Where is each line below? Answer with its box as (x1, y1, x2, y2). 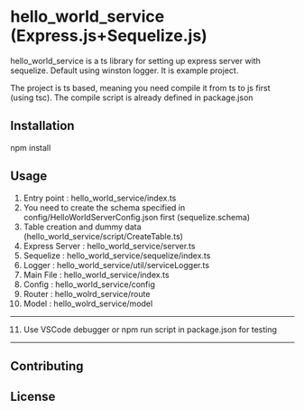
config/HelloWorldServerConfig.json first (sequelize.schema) (23, 211, 251, 222)
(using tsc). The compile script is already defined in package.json (10, 92, 253, 103)
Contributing (10, 359, 84, 374)
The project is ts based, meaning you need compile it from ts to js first (10, 82, 271, 93)
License (10, 389, 56, 405)
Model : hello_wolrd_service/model (23, 298, 153, 309)
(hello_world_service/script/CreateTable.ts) (23, 230, 184, 241)
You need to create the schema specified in (23, 201, 186, 213)
